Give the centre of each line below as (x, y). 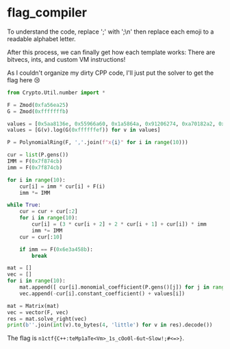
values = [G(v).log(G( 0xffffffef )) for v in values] (84, 130)
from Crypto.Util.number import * (56, 93)
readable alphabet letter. (42, 38)
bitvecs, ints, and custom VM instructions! (66, 59)
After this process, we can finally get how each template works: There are (111, 52)
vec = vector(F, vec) (38, 312)
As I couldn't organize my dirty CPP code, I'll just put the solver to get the (111, 73)
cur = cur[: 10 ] (41, 237)
